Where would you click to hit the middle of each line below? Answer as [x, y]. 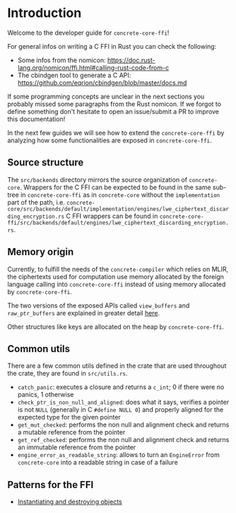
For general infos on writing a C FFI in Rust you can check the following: [112, 46]
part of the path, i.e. [36, 202]
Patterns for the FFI [51, 484]
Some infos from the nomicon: [61, 60]
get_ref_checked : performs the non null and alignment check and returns [123, 440]
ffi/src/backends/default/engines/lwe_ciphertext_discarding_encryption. [118, 222]
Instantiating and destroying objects [70, 502]
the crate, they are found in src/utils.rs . [67, 373]
